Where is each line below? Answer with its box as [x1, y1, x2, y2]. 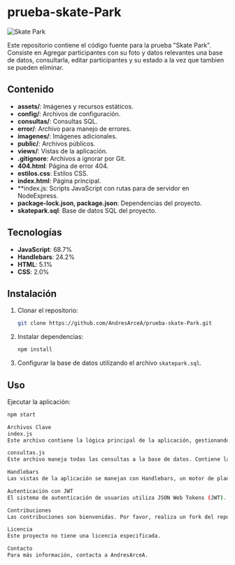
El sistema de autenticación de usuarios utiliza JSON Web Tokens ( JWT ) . [7, 494, 227, 501]
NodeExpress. [17, 191, 59, 200]
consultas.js [7, 449, 45, 456]
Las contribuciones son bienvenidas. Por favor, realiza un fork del [7, 513, 215, 520]
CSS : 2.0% [17, 267, 50, 276]
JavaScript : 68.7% [17, 245, 72, 253]
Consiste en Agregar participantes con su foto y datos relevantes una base [7, 48, 223, 57]
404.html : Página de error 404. [17, 162, 109, 170]
